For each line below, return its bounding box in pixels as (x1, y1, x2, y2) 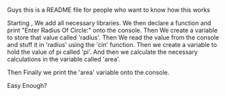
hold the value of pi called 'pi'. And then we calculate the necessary (7, 48, 198, 56)
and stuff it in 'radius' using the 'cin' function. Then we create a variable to (7, 41, 217, 48)
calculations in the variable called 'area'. (7, 55, 121, 63)
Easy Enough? (7, 82, 47, 89)
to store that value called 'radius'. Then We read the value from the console (7, 33, 219, 42)
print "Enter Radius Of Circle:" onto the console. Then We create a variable (7, 27, 218, 34)
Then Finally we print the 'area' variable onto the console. (7, 68, 170, 76)
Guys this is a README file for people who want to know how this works (7, 6, 210, 14)
